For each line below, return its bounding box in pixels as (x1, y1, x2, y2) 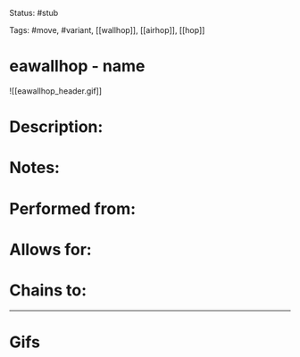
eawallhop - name (9, 56, 146, 77)
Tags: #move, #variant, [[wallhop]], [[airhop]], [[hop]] (9, 25, 205, 35)
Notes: (9, 158, 61, 178)
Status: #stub (9, 8, 59, 18)
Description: (9, 117, 104, 137)
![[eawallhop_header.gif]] (9, 85, 103, 96)
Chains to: (9, 280, 87, 300)
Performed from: (9, 198, 137, 219)
